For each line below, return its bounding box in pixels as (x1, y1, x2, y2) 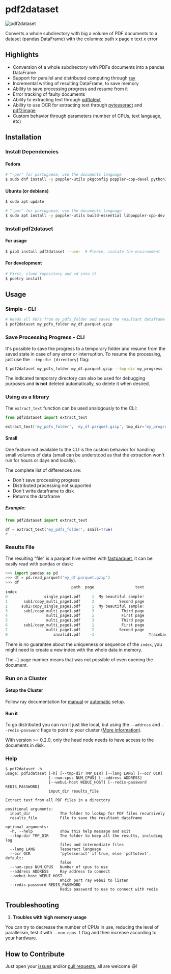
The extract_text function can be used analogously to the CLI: (5, 405, 137, 411)
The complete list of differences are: (5, 467, 81, 473)
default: (5, 856, 24, 861)
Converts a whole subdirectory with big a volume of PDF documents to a (5, 30, 158, 36)
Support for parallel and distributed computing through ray (12, 75, 136, 81)
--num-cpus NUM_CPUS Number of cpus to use (10, 864, 108, 870)
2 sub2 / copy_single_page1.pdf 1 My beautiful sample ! (5, 604, 145, 609)
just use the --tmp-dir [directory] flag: (5, 356, 90, 362)
